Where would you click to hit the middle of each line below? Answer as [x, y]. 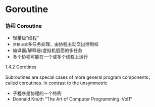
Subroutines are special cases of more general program [63, 77]
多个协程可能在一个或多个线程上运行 [50, 57]
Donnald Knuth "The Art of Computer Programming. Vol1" [72, 99]
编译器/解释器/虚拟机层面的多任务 [47, 50]
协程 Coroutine [23, 26]
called [12, 83]
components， [137, 77]
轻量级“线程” [26, 38]
